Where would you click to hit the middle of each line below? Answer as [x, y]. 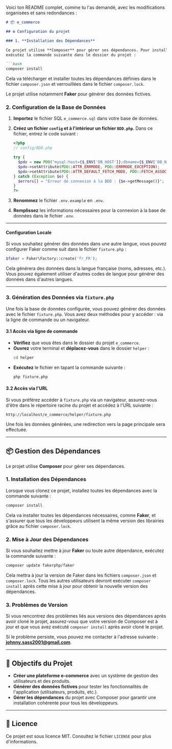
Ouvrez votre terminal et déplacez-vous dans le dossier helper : [81, 348]
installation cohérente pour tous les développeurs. [66, 703]
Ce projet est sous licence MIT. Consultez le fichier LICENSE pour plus [79, 736]
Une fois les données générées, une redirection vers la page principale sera [85, 424]
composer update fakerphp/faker [40, 565]
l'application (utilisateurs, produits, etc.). [56, 692]
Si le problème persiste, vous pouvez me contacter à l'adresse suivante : [82, 637]
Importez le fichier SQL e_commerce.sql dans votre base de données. [86, 119]
